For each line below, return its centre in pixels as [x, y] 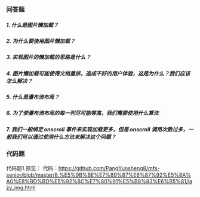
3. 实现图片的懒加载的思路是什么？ [49, 57]
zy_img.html [21, 187]
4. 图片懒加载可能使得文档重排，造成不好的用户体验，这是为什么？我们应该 [98, 73]
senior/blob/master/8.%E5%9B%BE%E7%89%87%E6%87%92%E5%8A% [99, 175]
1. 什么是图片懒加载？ [32, 24]
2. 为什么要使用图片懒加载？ [41, 41]
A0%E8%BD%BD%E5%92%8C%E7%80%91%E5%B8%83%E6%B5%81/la [99, 181]
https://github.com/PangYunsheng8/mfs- [109, 168]
